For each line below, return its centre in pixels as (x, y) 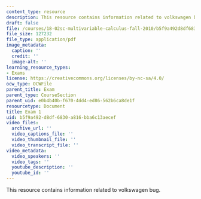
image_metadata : (26, 45)
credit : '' (25, 56)
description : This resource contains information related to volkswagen (99, 17)
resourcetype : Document (36, 106)
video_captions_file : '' (42, 134)
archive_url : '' (32, 128)
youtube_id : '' (31, 173)
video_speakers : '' (36, 156)
